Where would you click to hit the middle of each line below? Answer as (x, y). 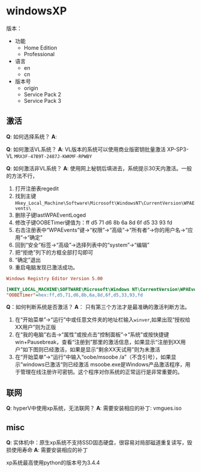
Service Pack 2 (42, 94)
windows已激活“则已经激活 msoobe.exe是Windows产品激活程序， (104, 364)
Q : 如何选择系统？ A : (32, 136)
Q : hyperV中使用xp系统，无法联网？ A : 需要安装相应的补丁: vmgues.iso (94, 408)
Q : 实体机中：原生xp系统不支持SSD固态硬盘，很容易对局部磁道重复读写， (97, 442)
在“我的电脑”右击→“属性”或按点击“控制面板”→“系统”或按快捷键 (92, 335)
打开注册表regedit (37, 188)
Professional (39, 54)
